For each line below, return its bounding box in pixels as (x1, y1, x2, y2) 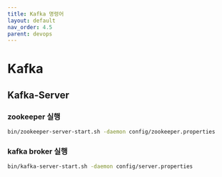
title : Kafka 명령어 (7, 10, 64, 18)
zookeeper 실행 (7, 112, 61, 122)
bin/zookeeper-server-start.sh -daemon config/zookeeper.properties (7, 129, 216, 136)
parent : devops (7, 30, 53, 38)
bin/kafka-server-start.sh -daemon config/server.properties (7, 163, 193, 171)
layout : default (7, 17, 56, 24)
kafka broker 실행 (7, 146, 68, 156)
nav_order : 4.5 (7, 23, 53, 31)
